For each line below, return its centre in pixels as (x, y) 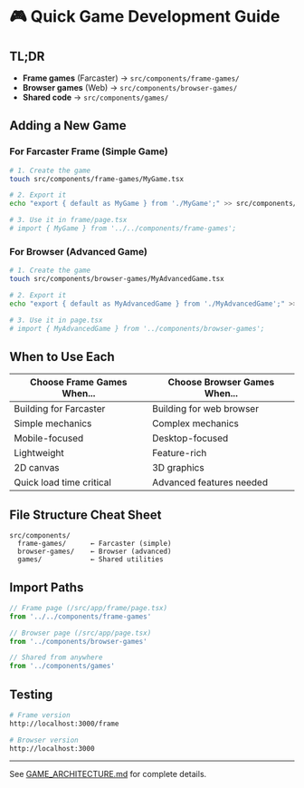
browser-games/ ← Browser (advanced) (95, 552)
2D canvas (37, 468)
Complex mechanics (196, 423)
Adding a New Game (68, 126)
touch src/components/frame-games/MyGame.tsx (96, 179)
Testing (31, 694)
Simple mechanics (53, 423)
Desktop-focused (190, 438)
